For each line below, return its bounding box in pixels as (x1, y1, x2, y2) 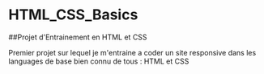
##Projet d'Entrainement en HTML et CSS (8, 32, 147, 42)
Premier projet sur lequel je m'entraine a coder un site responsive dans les (8, 47, 257, 57)
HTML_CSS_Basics (8, 6, 138, 24)
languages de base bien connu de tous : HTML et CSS (8, 56, 189, 66)
